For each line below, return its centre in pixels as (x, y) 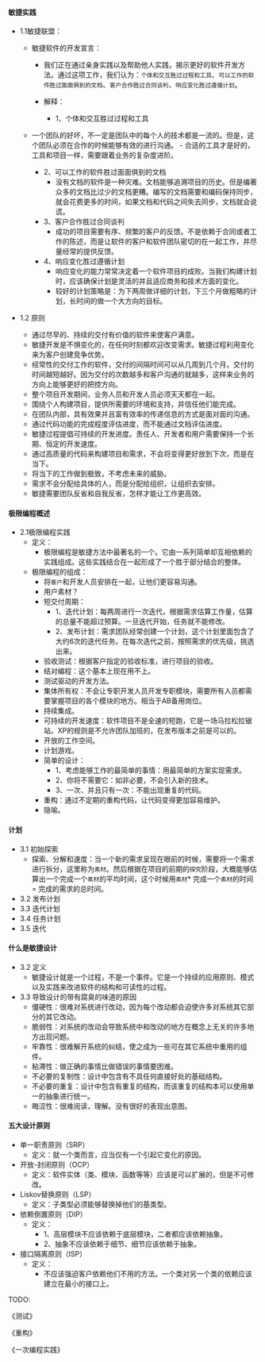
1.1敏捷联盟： (41, 31)
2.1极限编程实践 (45, 533)
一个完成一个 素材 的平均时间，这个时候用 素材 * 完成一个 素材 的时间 (150, 879)
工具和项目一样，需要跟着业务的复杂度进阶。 (105, 156)
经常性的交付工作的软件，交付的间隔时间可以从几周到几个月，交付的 (143, 364)
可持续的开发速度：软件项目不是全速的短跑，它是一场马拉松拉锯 (148, 721)
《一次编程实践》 (36, 1350)
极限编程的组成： (60, 572)
